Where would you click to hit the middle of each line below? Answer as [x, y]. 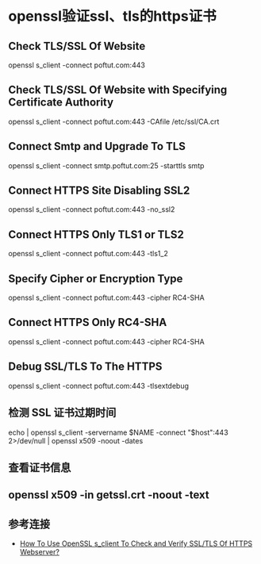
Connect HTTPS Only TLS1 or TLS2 [96, 234]
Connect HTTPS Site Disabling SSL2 [99, 191]
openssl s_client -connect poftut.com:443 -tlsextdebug [98, 386]
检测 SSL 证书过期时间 [62, 413]
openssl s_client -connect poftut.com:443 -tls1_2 [88, 254]
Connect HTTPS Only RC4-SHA [88, 322]
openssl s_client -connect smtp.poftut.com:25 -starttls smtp [106, 165]
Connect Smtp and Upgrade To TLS [97, 146]
